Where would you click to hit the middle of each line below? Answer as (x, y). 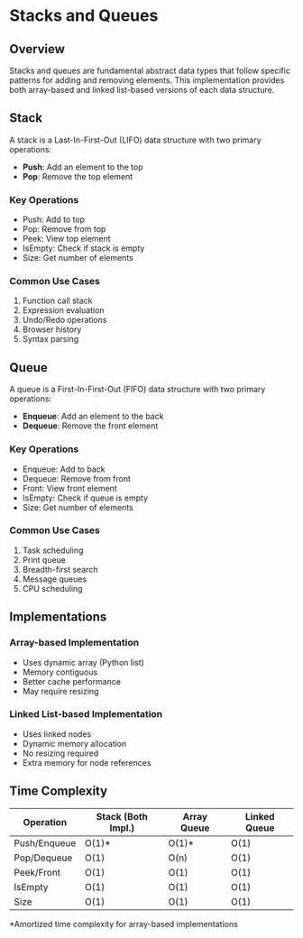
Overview (37, 49)
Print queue (44, 559)
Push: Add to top (54, 220)
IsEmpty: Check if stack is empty (83, 248)
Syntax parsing (50, 339)
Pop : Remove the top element (78, 176)
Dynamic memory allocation (74, 743)
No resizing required (60, 753)
